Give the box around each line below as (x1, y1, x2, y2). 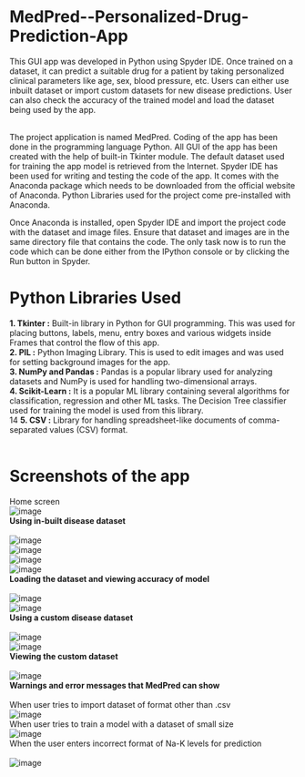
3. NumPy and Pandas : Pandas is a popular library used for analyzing (9, 366, 273, 377)
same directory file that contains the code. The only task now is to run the (9, 236, 287, 247)
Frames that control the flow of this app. (9, 337, 160, 348)
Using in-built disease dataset (9, 515, 126, 526)
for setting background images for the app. (9, 356, 171, 367)
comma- (248, 414, 280, 425)
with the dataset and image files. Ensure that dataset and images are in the (9, 226, 290, 238)
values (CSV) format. (49, 424, 128, 435)
